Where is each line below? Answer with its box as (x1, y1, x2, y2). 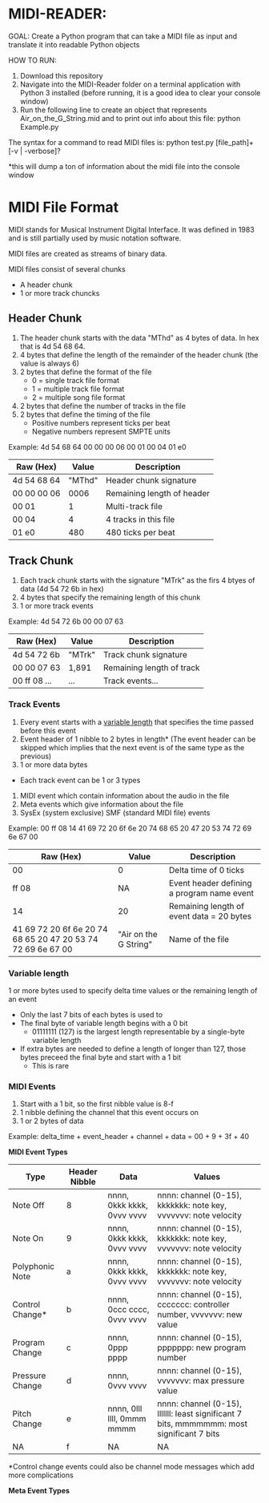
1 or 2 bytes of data (19, 1116, 84, 1126)
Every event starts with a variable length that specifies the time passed (19, 717, 255, 726)
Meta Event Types (8, 1486, 70, 1496)
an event (8, 995, 38, 1004)
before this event (19, 725, 76, 735)
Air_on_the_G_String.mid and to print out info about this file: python (19, 113, 241, 123)
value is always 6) (19, 358, 80, 368)
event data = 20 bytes (169, 911, 252, 922)
